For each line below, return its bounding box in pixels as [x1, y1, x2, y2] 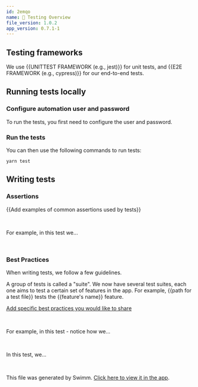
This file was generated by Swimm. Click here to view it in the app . [6, 374, 170, 382]
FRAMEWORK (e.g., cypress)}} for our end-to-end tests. [6, 70, 144, 77]
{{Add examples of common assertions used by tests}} [6, 206, 141, 213]
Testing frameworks [6, 47, 83, 57]
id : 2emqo [6, 8, 31, 15]
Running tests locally [6, 87, 86, 97]
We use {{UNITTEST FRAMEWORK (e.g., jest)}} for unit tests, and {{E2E [6, 63, 182, 70]
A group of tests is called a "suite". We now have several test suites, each [6, 281, 187, 288]
